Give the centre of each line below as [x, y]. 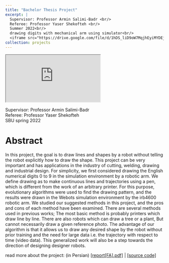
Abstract [24, 141]
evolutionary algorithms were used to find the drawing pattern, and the [78, 192]
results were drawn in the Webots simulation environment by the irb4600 [81, 197]
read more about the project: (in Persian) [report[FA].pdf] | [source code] [81, 255]
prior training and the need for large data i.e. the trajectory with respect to [82, 235]
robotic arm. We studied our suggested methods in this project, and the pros [84, 203]
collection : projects [28, 43]
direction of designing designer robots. [46, 245]
